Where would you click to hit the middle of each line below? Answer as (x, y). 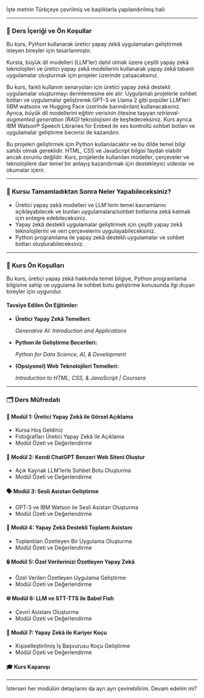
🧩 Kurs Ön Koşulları (36, 265)
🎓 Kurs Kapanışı (28, 667)
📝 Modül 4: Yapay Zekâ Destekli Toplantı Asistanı (69, 527)
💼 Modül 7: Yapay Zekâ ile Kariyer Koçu (57, 632)
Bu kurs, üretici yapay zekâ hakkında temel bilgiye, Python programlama (97, 278)
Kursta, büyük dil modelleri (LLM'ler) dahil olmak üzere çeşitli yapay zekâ (98, 62)
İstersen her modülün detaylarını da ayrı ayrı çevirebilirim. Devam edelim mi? (102, 688)
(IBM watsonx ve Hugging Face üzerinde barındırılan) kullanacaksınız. (93, 107)
